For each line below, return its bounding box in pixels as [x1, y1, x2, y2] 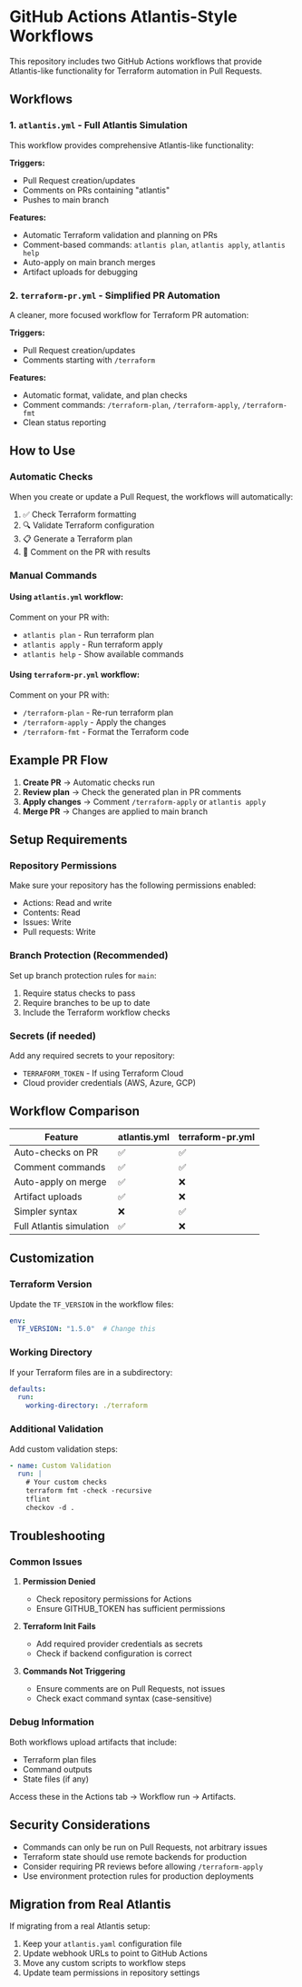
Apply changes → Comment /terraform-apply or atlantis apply [22, 796, 267, 807]
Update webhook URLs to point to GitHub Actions [22, 1948, 209, 1959]
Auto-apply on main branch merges [22, 256, 156, 267]
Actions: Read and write [22, 898, 112, 909]
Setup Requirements [9, 832, 128, 848]
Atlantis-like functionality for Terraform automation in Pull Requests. [9, 65, 263, 76]
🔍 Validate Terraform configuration [22, 520, 155, 531]
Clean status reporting [22, 416, 107, 428]
